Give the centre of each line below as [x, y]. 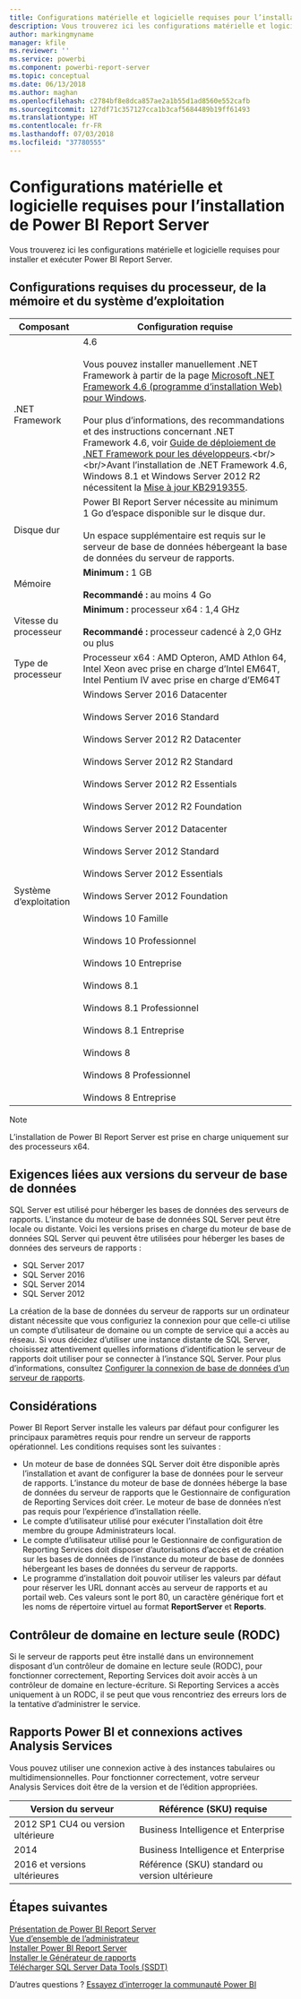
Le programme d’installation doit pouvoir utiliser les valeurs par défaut [151, 1578]
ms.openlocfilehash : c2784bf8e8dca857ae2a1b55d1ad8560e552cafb [130, 101]
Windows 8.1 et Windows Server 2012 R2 [172, 476]
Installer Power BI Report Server [69, 1948]
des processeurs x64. [49, 1146]
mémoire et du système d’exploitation [117, 301]
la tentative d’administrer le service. [75, 1703]
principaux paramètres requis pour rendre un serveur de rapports [130, 1437]
